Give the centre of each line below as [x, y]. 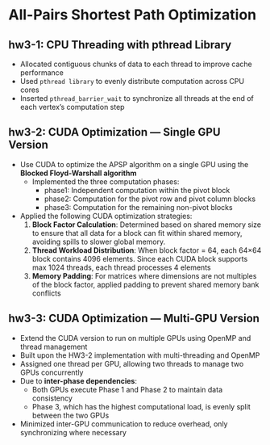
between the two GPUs [71, 415]
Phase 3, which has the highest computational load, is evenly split [141, 406]
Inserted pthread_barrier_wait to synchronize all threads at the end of [137, 98]
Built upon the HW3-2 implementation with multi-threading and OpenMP [140, 355]
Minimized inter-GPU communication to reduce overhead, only [124, 424]
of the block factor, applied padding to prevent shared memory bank [145, 284]
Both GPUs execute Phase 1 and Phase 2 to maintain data [127, 389]
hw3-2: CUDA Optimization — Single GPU [114, 132]
